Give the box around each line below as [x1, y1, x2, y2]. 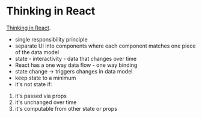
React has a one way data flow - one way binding [14, 61, 138, 69]
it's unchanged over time [14, 98, 77, 106]
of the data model [14, 48, 59, 55]
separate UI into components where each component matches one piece [14, 42, 196, 49]
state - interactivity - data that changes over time [14, 55, 137, 62]
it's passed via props [14, 92, 67, 99]
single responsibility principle [14, 36, 88, 43]
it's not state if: [14, 80, 52, 88]
